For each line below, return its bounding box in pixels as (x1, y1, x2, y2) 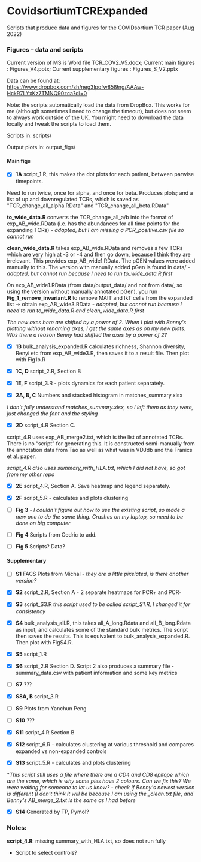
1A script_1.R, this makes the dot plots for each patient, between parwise (15, 171, 194, 178)
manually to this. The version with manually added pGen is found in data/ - (7, 263, 191, 270)
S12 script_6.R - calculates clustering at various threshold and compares (15, 741, 194, 748)
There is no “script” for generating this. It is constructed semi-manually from (7, 439, 195, 447)
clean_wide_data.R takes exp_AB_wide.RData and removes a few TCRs (7, 244, 183, 251)
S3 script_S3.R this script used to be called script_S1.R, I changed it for (15, 601, 191, 608)
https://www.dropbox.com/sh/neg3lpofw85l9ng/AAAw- (7, 83, 144, 91)
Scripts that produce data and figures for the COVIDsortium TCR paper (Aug (7, 24, 194, 31)
